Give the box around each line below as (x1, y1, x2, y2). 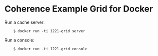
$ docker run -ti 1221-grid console (13, 46, 88, 51)
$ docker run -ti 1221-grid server (13, 28, 86, 33)
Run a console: (4, 37, 35, 43)
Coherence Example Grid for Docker (4, 3, 153, 14)
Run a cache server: (4, 19, 45, 25)
